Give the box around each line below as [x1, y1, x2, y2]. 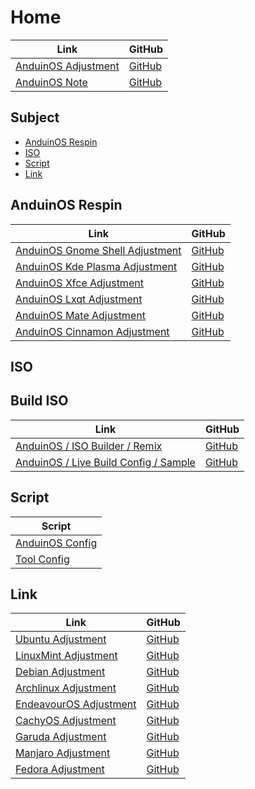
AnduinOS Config [15, 536, 98, 550]
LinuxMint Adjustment [15, 649, 118, 663]
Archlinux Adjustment [15, 681, 117, 695]
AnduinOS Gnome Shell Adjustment [15, 243, 182, 257]
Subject [10, 109, 60, 126]
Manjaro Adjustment [15, 746, 111, 760]
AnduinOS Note [15, 75, 88, 89]
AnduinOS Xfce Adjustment [15, 276, 144, 290]
